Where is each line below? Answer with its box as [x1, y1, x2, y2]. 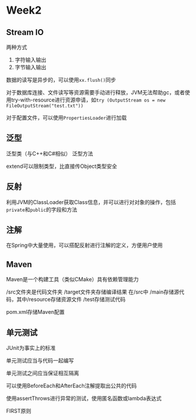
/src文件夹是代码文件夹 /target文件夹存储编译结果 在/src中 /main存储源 [6, 288, 179, 295]
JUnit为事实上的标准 [6, 345, 56, 352]
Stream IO [6, 27, 44, 37]
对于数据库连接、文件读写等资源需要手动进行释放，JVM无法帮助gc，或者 [6, 89, 185, 96]
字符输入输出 [14, 56, 46, 63]
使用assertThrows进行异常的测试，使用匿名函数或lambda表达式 [6, 395, 162, 402]
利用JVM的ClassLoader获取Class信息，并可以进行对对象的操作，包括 [6, 198, 176, 205]
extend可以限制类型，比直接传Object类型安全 [6, 163, 118, 170]
